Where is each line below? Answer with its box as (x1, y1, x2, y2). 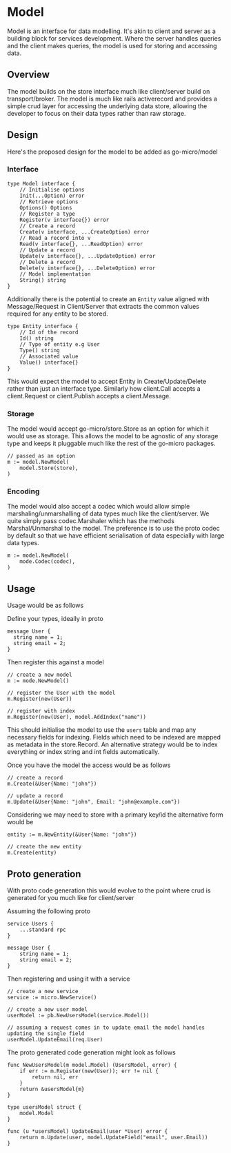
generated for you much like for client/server (7, 894, 134, 902)
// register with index (7, 708, 76, 715)
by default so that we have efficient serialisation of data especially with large (7, 531, 225, 540)
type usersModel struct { (7, 1104, 81, 1111)
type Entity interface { (7, 323, 79, 329)
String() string (19, 276, 67, 283)
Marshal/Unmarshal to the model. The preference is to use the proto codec (7, 524, 220, 533)
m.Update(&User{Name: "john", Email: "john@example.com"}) (7, 799, 181, 806)
